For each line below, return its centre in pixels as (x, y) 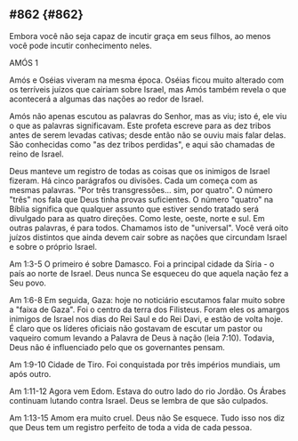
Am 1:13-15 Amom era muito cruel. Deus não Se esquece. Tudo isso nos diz (147, 418)
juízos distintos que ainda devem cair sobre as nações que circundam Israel (148, 237)
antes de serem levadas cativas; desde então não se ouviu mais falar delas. (148, 135)
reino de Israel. (36, 154)
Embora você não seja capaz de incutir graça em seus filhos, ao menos (140, 36)
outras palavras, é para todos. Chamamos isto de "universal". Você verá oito (149, 228)
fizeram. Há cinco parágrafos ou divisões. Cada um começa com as (133, 180)
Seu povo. (28, 283)
